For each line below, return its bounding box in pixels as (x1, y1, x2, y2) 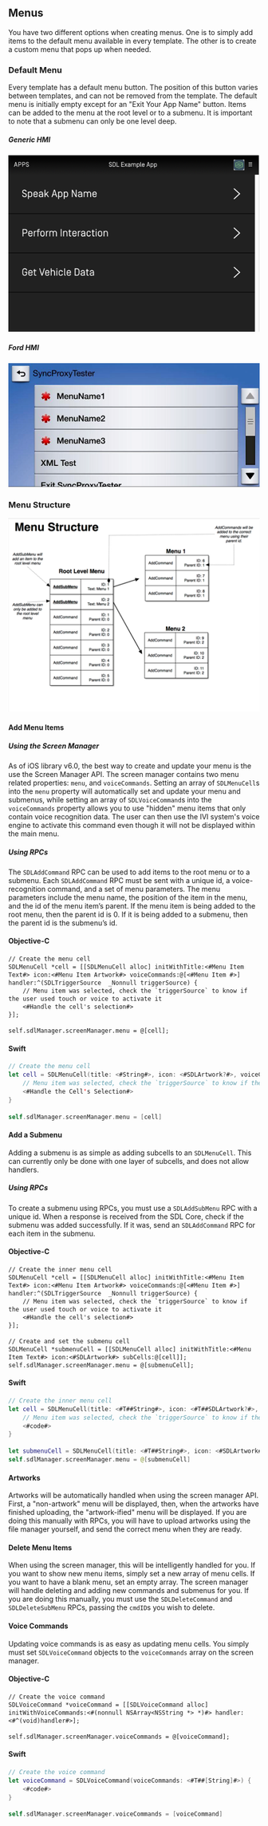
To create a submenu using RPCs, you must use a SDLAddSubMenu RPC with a (8, 1203, 258, 1213)
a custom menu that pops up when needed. (8, 44, 152, 54)
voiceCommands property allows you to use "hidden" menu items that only (8, 803, 246, 813)
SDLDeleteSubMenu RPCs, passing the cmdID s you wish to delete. (8, 1603, 215, 1612)
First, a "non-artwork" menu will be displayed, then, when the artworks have (8, 1499, 259, 1509)
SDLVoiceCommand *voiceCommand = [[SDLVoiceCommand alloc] (8, 1701, 209, 1709)
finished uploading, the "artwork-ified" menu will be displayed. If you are (8, 1508, 247, 1517)
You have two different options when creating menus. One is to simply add (8, 27, 254, 37)
